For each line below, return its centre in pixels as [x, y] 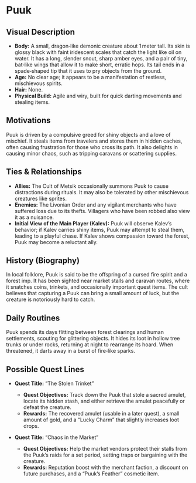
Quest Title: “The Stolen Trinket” [54, 384]
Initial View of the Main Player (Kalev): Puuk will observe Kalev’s [93, 223]
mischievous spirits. [39, 83]
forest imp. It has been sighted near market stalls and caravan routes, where [98, 281]
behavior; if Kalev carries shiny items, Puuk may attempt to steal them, [99, 229]
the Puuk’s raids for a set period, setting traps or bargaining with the [105, 455]
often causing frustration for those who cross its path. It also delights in [92, 147]
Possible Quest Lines [45, 369]
